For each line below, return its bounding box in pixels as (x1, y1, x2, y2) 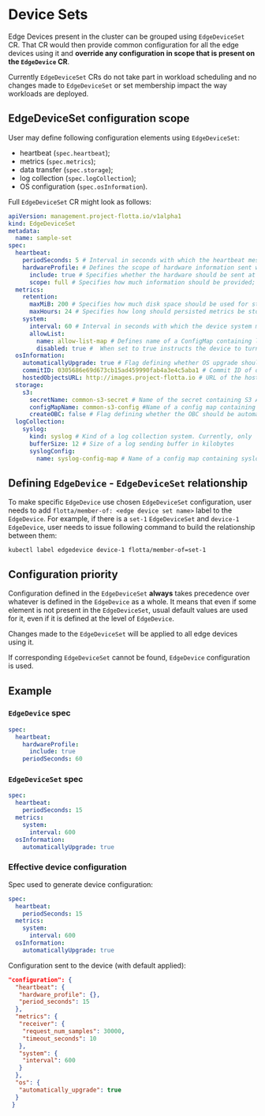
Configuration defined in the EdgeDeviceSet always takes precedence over (8, 588, 250, 598)
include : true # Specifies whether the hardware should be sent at (28, 271, 256, 279)
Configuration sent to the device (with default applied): (8, 960, 187, 970)
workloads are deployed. (8, 88, 89, 98)
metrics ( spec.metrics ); (19, 156, 96, 166)
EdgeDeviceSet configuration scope (8, 112, 190, 126)
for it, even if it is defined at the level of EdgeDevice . (8, 614, 175, 623)
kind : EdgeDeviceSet (8, 220, 77, 227)
